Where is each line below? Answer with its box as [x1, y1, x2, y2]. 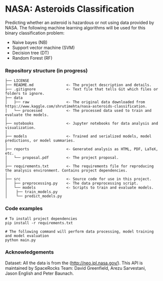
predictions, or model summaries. [5, 138, 76, 143]
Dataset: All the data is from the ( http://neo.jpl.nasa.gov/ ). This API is [5, 260, 143, 266]
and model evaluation [5, 233, 49, 238]
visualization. [5, 126, 36, 130]
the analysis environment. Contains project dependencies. [5, 168, 128, 173]
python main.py [5, 238, 36, 242]
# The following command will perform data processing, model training [5, 229, 154, 234]
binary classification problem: [5, 30, 65, 36]
